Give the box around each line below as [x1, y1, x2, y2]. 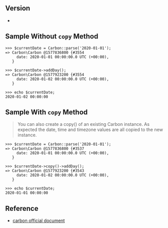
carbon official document [12, 217, 65, 224]
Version [5, 4, 30, 13]
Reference [5, 204, 39, 213]
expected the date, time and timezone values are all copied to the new [17, 126, 163, 133]
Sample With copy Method [5, 108, 88, 117]
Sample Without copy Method [5, 32, 99, 41]
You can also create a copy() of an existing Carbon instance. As [17, 121, 150, 127]
